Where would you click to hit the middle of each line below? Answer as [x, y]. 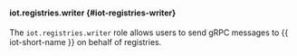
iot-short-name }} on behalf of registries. [86, 42]
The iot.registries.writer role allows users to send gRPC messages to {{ [149, 33]
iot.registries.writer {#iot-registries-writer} [93, 13]
